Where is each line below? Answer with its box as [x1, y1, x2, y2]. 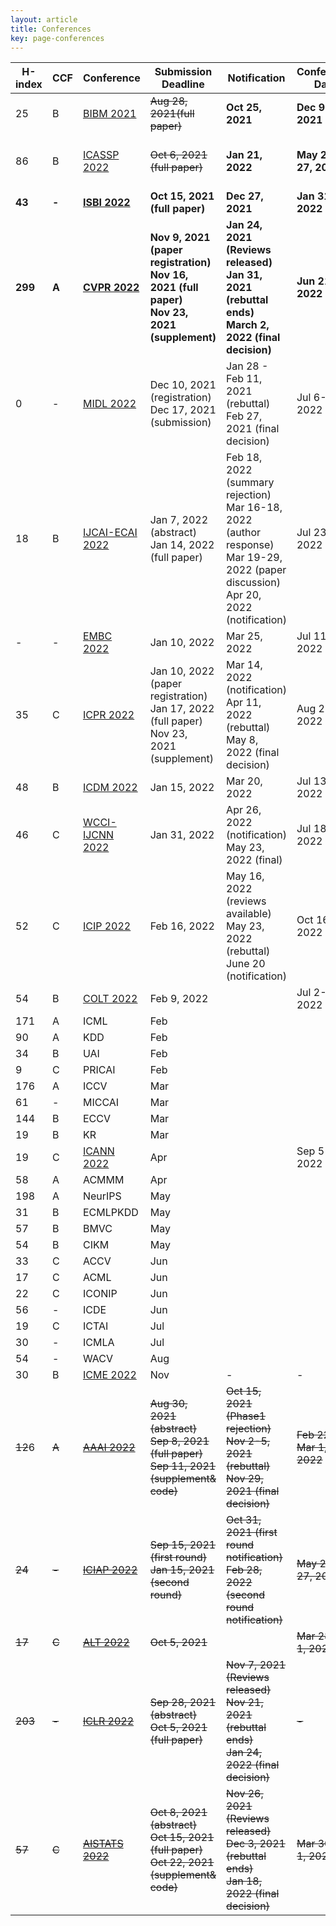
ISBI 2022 [82, 196, 131, 210]
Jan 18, [226, 1874, 263, 1888]
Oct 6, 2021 [149, 148, 208, 162]
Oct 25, [226, 101, 262, 115]
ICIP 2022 [82, 919, 132, 933]
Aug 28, [149, 94, 188, 108]
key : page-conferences [10, 33, 105, 43]
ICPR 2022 [82, 708, 135, 722]
